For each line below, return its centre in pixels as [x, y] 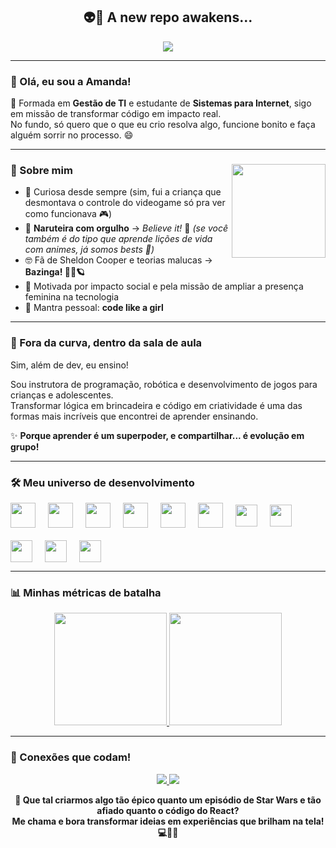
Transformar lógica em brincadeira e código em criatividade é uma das [156, 405]
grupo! [25, 446]
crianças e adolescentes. [62, 395]
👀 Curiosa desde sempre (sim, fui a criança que [123, 192]
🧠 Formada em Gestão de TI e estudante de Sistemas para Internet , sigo [161, 103]
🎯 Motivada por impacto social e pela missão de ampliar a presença [164, 286]
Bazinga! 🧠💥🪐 [55, 272]
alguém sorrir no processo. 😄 [72, 135]
